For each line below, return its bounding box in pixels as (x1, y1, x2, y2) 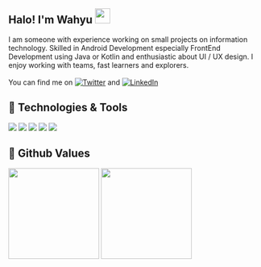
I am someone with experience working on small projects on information (8, 34, 248, 44)
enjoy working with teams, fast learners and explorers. (8, 60, 189, 69)
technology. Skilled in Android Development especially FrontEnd (8, 43, 221, 52)
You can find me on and (8, 77, 121, 87)
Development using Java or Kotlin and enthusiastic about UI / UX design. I (8, 52, 254, 61)
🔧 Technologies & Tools (8, 101, 128, 115)
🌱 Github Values (8, 147, 90, 161)
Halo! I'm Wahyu (8, 13, 93, 27)
